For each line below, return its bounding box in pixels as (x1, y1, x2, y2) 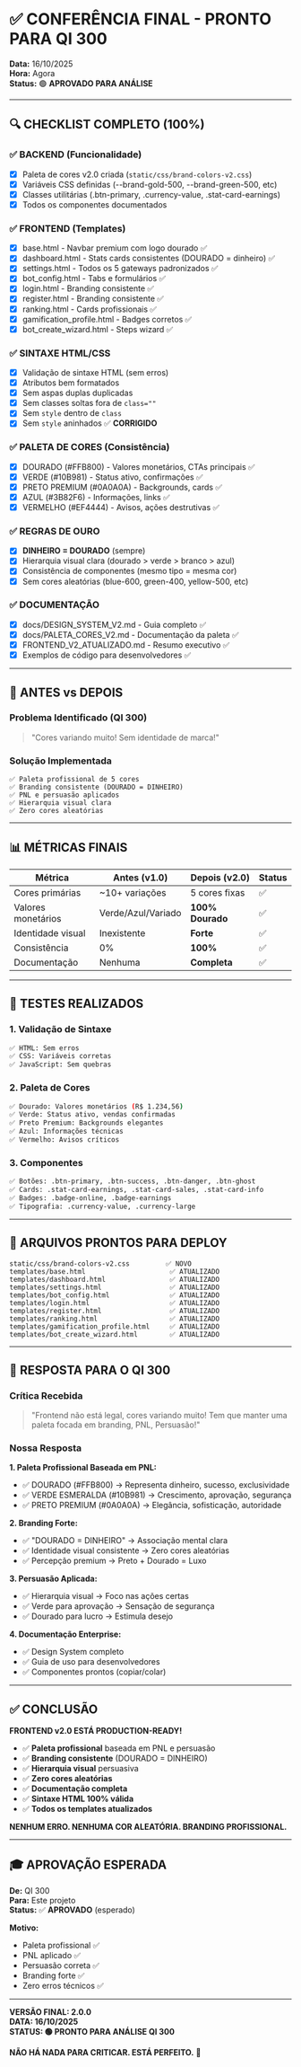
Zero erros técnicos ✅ (21, 1981, 105, 1992)
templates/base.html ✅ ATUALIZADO (9, 1267, 220, 1276)
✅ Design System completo (21, 1647, 125, 1657)
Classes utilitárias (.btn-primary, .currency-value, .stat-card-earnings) (21, 189, 280, 199)
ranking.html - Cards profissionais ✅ (21, 304, 157, 314)
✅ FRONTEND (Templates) (9, 222, 126, 234)
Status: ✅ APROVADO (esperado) (9, 1904, 136, 1915)
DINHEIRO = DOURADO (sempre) (21, 545, 146, 556)
